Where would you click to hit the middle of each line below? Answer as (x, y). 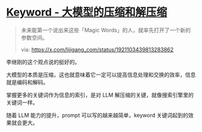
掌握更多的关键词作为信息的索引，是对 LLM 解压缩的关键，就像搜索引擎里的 (100, 95)
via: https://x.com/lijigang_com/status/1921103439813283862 (97, 49)
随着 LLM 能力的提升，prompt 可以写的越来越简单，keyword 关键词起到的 (97, 115)
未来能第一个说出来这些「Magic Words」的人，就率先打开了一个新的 (106, 30)
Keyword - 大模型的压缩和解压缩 (87, 12)
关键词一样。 (22, 102)
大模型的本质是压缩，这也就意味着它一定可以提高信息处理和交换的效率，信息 (101, 74)
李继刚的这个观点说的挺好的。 (43, 62)
